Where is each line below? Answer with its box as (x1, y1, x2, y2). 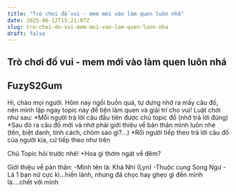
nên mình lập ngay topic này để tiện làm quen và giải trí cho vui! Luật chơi (7, 106, 221, 115)
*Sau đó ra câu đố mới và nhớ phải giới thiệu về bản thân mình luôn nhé (7, 121, 216, 129)
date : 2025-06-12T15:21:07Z (7, 17, 90, 24)
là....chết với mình (7, 178, 58, 186)
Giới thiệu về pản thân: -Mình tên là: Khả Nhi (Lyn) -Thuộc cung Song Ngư (7, 163, 222, 172)
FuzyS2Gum (7, 80, 63, 92)
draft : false (7, 30, 46, 37)
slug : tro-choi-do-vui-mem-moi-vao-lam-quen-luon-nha (7, 23, 169, 30)
